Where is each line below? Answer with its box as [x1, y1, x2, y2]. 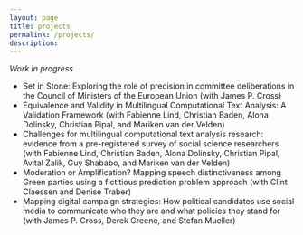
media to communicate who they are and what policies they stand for [22, 205, 280, 217]
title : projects [9, 22, 71, 31]
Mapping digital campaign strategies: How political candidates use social [22, 196, 295, 207]
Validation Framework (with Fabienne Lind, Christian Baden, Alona [22, 109, 269, 120]
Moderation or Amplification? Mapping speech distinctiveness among [22, 167, 282, 178]
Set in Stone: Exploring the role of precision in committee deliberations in [22, 80, 295, 91]
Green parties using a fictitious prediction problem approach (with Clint [22, 177, 288, 188]
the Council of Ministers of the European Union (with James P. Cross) [22, 90, 282, 101]
